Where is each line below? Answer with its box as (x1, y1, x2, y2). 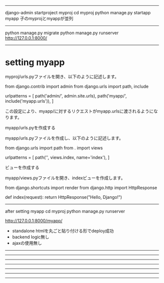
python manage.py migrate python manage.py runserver (5, 30, 119, 36)
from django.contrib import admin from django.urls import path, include (5, 83, 149, 89)
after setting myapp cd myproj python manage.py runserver (5, 208, 125, 214)
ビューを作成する (5, 165, 40, 170)
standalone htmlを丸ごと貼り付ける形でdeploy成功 (12, 228, 114, 234)
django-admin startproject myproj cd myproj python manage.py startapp (5, 10, 151, 15)
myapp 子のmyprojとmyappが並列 (5, 16, 73, 21)
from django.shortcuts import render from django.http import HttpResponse (5, 185, 157, 190)
